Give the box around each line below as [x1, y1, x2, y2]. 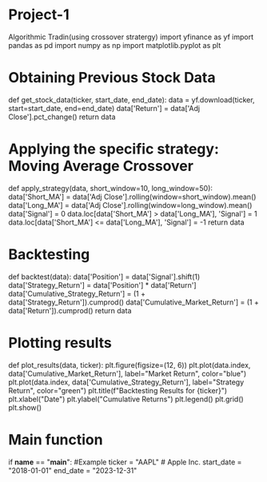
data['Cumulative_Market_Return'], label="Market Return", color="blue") [8, 368, 247, 378]
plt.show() [8, 402, 42, 412]
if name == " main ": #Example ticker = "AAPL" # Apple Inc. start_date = [8, 457, 242, 467]
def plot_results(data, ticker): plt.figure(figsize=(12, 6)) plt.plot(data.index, [8, 360, 251, 369]
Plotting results [8, 333, 112, 352]
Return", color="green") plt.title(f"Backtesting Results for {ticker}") [8, 385, 228, 395]
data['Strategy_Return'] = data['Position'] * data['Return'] [8, 280, 197, 289]
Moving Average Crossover [8, 157, 194, 175]
